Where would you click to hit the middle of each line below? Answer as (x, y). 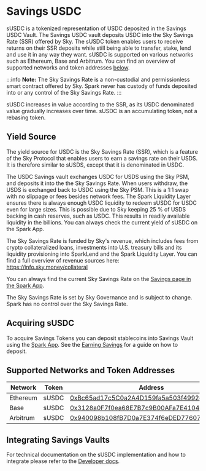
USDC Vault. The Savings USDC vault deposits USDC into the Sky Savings (100, 34)
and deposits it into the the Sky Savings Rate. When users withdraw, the (97, 183)
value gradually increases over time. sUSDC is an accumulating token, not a (102, 111)
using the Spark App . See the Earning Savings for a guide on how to (92, 344)
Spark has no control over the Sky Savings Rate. (67, 304)
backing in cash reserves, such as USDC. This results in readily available (98, 216)
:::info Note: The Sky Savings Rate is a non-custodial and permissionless (98, 79)
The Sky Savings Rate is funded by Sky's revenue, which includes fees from (102, 240)
